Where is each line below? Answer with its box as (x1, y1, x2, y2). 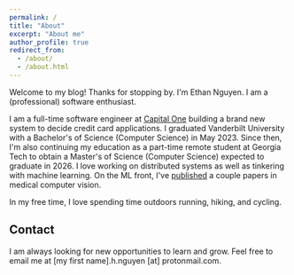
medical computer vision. (9, 179, 102, 190)
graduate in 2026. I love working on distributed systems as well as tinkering (9, 161, 285, 171)
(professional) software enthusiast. (9, 96, 137, 106)
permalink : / (9, 12, 58, 22)
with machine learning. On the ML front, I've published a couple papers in (9, 169, 277, 180)
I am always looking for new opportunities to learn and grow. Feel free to (9, 246, 274, 256)
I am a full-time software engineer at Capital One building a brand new (9, 113, 266, 124)
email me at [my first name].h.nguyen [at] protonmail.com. (9, 255, 221, 266)
